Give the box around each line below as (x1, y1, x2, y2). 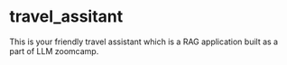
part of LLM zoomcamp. (9, 45, 99, 56)
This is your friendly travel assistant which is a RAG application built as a (9, 36, 278, 47)
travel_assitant (9, 6, 124, 27)
